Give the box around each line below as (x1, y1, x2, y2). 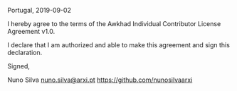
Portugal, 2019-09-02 (7, 6, 71, 14)
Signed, (7, 62, 30, 70)
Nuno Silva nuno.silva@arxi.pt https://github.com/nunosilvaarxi (7, 75, 193, 84)
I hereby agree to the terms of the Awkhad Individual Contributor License (7, 20, 221, 28)
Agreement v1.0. (7, 28, 56, 35)
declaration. (7, 49, 43, 56)
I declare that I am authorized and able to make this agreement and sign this (7, 41, 230, 49)
